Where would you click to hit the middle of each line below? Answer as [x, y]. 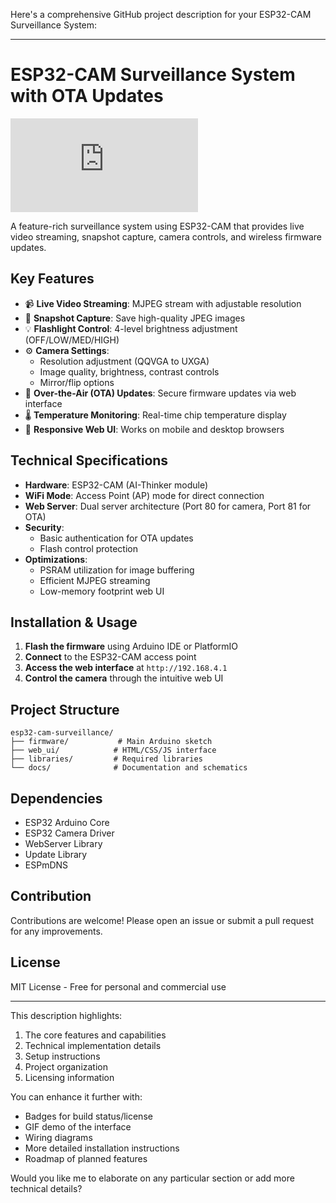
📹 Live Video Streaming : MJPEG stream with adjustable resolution [163, 303]
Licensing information [69, 1077]
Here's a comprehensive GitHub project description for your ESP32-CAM [161, 14]
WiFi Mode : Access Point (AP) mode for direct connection [144, 495]
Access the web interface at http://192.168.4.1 [126, 668]
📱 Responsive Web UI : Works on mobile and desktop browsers [154, 429]
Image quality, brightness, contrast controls [129, 371]
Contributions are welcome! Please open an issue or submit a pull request [162, 920]
